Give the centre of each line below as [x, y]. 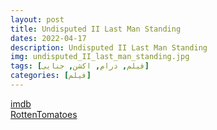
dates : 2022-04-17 [48, 38]
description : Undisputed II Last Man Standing [109, 47]
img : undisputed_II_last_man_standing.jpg [100, 57]
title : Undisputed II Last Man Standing [96, 29]
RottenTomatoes [44, 114]
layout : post [37, 19]
